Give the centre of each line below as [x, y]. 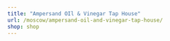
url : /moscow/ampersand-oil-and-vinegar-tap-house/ [85, 20]
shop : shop [23, 26]
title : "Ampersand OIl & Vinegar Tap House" [74, 14]
